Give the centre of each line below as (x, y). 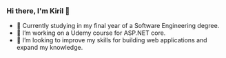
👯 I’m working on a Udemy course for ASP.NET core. (91, 33)
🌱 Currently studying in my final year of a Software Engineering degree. (118, 26)
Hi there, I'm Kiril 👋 (38, 11)
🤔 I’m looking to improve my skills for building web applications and (112, 40)
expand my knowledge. (50, 48)
